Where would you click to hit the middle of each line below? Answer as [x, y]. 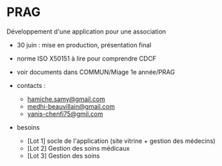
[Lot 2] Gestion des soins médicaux [78, 148]
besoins [28, 127]
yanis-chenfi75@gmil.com [65, 114]
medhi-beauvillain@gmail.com [71, 106]
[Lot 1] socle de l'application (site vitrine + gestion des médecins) [121, 141]
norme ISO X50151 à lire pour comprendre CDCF [86, 58]
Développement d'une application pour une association [86, 31]
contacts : [31, 85]
